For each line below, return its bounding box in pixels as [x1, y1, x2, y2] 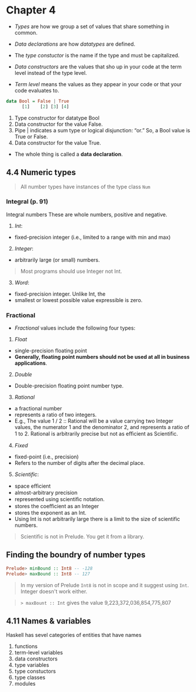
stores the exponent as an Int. [14, 509, 87, 516]
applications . [14, 359, 47, 366]
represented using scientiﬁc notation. [14, 496, 105, 503]
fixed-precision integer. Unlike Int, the [14, 290, 106, 297]
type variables [14, 662, 50, 669]
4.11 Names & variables [6, 616, 91, 626]
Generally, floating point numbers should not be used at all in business [14, 354, 190, 361]
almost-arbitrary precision [14, 489, 78, 496]
